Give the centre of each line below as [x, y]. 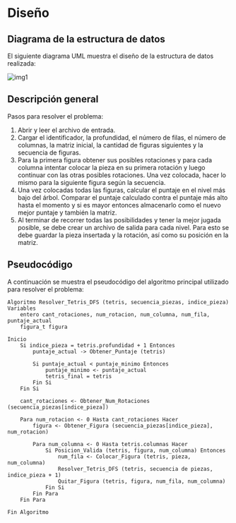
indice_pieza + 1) [34, 475]
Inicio [17, 339]
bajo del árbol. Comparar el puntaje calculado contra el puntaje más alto [123, 197]
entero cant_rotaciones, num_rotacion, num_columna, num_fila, [115, 314]
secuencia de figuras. [49, 152]
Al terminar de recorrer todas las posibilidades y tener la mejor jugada [119, 220]
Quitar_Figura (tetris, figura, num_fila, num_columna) [142, 481]
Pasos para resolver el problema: [55, 116]
